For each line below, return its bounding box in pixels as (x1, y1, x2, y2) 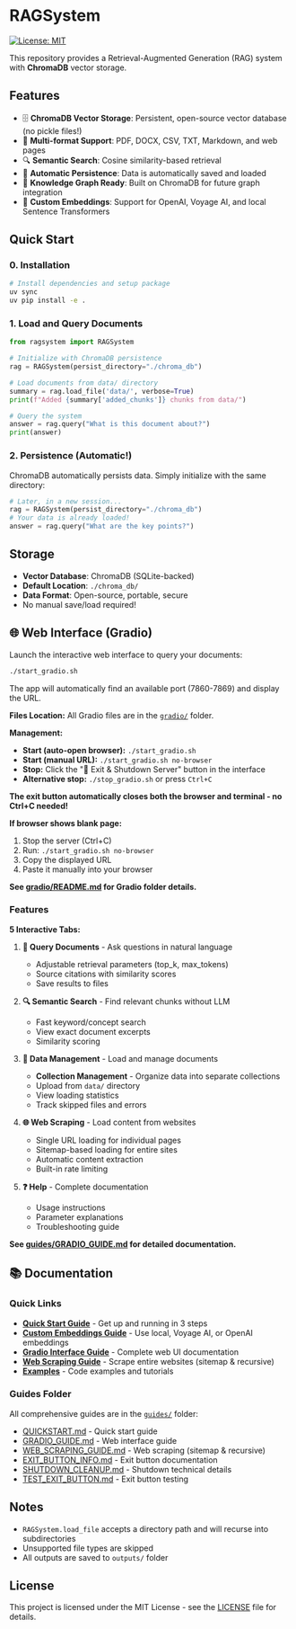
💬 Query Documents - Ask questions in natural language (22, 941, 233, 952)
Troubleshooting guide (35, 1221, 119, 1232)
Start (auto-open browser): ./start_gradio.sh (22, 744, 196, 755)
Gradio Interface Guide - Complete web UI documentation (22, 1346, 239, 1357)
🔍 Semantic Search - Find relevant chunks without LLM (22, 995, 231, 1007)
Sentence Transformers (22, 206, 110, 217)
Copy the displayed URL (22, 854, 112, 865)
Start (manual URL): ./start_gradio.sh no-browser (22, 754, 213, 765)
